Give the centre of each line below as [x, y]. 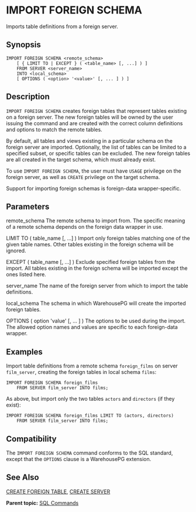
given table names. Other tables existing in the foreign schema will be [90, 245]
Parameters [28, 206]
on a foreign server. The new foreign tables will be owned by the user [90, 117]
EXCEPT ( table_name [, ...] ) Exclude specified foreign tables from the [91, 262]
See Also [23, 477]
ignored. [16, 251]
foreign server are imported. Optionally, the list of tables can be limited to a [96, 147]
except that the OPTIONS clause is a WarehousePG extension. [79, 459]
